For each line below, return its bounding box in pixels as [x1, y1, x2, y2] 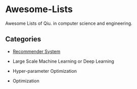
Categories [5, 35, 42, 43]
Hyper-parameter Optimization [12, 68, 77, 74]
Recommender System [12, 48, 61, 54]
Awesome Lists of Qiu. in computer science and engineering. [5, 20, 133, 26]
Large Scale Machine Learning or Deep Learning [12, 58, 114, 64]
